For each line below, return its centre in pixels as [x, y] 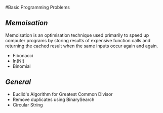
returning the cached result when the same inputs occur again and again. [82, 46]
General [18, 82]
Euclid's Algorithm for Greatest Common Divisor [63, 94]
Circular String [28, 104]
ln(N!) [18, 61]
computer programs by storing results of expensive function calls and [78, 40]
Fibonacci [23, 55]
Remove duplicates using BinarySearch [53, 99]
